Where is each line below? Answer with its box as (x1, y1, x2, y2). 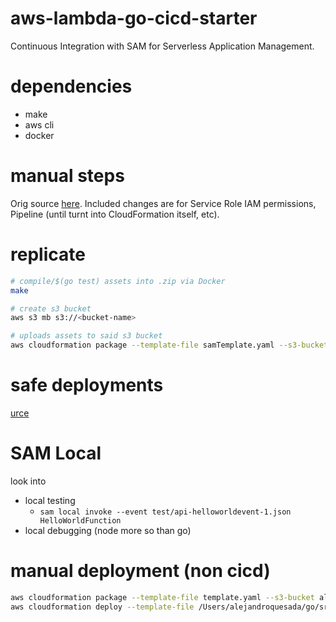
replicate (10, 243, 86, 266)
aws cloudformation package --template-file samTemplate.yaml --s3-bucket (10, 340, 329, 351)
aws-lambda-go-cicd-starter (10, 7, 258, 30)
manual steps (10, 165, 125, 187)
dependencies (10, 75, 133, 98)
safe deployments (10, 374, 164, 397)
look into (10, 475, 47, 487)
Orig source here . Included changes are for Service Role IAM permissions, (10, 197, 317, 209)
